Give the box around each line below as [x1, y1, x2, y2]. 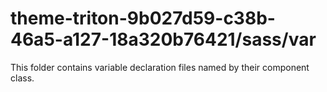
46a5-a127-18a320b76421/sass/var [10, 28, 317, 51]
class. [10, 72, 35, 84]
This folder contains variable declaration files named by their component [10, 61, 310, 73]
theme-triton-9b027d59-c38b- [10, 7, 276, 30]
